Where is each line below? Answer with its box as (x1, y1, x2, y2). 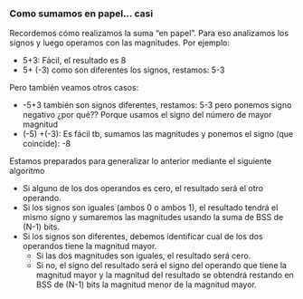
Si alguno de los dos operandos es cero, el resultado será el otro (22, 183, 264, 194)
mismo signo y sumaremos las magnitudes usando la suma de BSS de (22, 212, 284, 223)
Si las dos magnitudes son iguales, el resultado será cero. (35, 250, 251, 261)
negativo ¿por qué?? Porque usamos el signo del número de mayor (22, 110, 272, 121)
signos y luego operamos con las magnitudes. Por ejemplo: (9, 37, 231, 48)
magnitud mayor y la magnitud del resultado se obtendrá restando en (35, 270, 294, 281)
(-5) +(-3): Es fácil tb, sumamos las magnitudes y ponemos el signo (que (22, 129, 294, 140)
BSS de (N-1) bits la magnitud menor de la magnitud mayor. (35, 279, 258, 290)
